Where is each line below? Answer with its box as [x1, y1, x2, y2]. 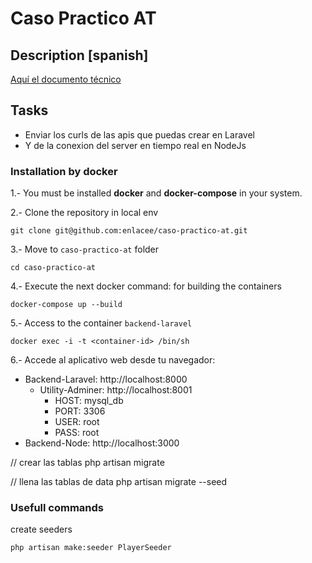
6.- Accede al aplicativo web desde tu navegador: [10, 354, 216, 366]
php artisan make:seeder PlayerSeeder [10, 543, 172, 553]
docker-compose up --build [10, 300, 123, 310]
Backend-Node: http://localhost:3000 [24, 437, 180, 449]
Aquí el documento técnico [10, 73, 122, 85]
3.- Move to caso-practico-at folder [10, 243, 160, 256]
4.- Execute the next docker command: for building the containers [10, 280, 282, 292]
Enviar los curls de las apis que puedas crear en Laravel [24, 128, 255, 141]
